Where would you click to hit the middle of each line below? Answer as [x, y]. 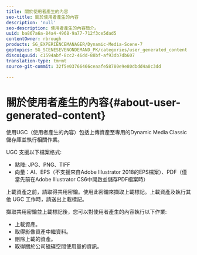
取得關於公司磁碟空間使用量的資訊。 [58, 246]
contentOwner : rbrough [34, 39]
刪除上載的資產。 [35, 239]
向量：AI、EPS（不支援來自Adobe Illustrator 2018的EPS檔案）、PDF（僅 [101, 172]
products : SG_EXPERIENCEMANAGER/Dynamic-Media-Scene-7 [74, 45]
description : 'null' [31, 22]
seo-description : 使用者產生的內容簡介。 [52, 28]
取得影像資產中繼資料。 [43, 232]
